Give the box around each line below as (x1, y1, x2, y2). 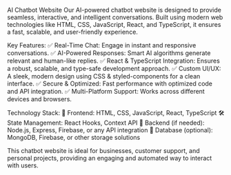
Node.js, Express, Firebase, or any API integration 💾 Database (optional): (7, 126, 213, 134)
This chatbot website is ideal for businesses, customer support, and (7, 147, 200, 154)
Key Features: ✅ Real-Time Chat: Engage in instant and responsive (7, 41, 197, 49)
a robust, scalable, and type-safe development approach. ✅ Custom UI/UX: (7, 65, 221, 72)
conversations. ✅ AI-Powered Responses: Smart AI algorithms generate (7, 49, 211, 57)
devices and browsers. (7, 95, 72, 103)
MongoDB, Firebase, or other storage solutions (7, 134, 141, 141)
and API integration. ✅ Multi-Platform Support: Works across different (7, 87, 205, 95)
